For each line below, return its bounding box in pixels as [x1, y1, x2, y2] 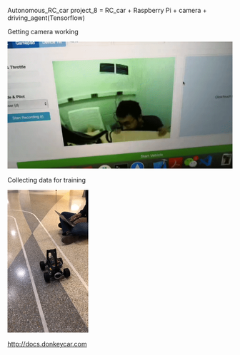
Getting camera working [7, 28, 79, 36]
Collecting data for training [7, 176, 86, 185]
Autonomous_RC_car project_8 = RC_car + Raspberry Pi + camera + [7, 6, 207, 14]
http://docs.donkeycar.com [7, 340, 87, 349]
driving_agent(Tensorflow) [7, 14, 86, 22]
